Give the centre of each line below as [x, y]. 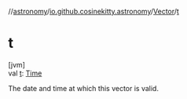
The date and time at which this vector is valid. [84, 88]
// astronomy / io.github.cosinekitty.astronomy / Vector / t [93, 11]
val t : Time [25, 73]
